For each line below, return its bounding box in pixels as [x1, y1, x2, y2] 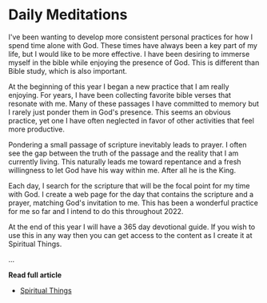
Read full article [8, 270, 62, 280]
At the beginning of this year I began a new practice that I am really [8, 82, 229, 91]
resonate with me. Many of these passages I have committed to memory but [8, 99, 260, 108]
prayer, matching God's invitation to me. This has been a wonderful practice [8, 198, 258, 208]
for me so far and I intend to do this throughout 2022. [8, 206, 184, 216]
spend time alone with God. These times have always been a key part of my [8, 40, 258, 50]
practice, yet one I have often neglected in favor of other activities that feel [8, 115, 254, 125]
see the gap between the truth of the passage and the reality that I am [8, 148, 239, 158]
